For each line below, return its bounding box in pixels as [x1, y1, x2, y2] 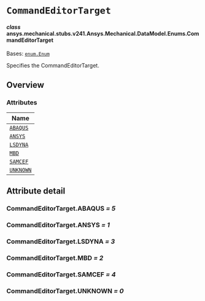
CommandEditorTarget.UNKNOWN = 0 [6, 287, 124, 295]
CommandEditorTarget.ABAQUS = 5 [6, 205, 116, 213]
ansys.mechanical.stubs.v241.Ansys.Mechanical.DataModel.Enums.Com [6, 29, 199, 37]
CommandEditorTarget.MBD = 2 [6, 254, 104, 262]
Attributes [6, 98, 37, 106]
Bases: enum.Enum [6, 50, 50, 57]
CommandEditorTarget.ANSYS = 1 [6, 221, 110, 229]
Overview [6, 79, 45, 90]
